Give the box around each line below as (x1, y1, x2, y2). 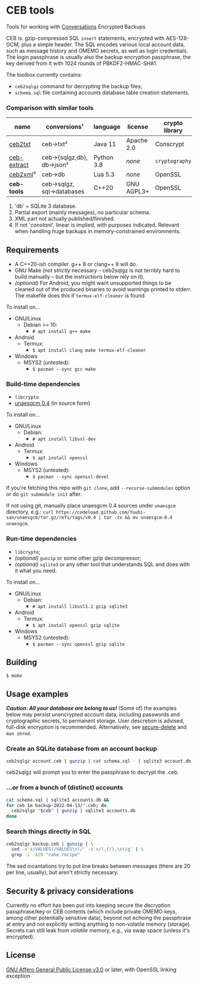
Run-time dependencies (6, 535, 77, 543)
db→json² (41, 161, 69, 169)
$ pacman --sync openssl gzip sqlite (32, 641, 125, 647)
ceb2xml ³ (9, 170, 37, 179)
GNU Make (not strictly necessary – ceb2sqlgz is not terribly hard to (14, 267, 180, 274)
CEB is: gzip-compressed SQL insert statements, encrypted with (6, 34, 165, 41)
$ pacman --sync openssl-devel (32, 474, 109, 480)
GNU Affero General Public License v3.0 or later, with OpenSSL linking (6, 965, 177, 973)
